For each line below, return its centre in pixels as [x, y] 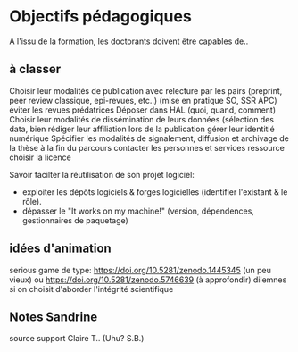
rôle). [32, 201]
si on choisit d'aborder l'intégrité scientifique [91, 289]
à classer [35, 69]
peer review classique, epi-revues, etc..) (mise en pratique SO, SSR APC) [144, 100]
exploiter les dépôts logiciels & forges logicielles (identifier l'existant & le [155, 192]
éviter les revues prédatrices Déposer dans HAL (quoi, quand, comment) [143, 110]
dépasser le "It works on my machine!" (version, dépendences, [138, 211]
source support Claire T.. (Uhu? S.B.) [77, 339]
